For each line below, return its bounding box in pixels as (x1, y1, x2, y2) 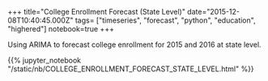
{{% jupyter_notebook (7, 56, 82, 65)
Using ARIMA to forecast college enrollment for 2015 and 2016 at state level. (7, 40, 262, 49)
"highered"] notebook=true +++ (7, 24, 115, 33)
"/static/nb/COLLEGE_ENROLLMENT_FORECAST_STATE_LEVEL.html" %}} (7, 64, 254, 74)
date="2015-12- (186, 7, 240, 16)
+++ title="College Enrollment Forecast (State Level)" (7, 7, 185, 16)
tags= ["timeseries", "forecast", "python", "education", (74, 15, 256, 25)
